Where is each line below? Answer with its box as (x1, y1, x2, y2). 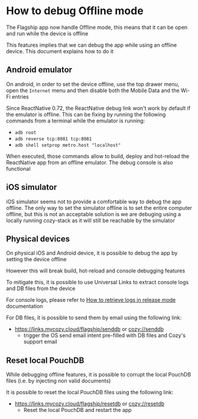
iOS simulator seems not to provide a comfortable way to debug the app (6, 198, 182, 205)
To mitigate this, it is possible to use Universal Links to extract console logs (6, 279, 189, 286)
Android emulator (6, 65, 73, 75)
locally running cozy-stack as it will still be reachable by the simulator (6, 217, 176, 224)
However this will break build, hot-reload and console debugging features (6, 267, 186, 274)
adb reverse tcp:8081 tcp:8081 (14, 136, 92, 142)
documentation (6, 303, 43, 310)
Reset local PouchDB (6, 355, 85, 365)
